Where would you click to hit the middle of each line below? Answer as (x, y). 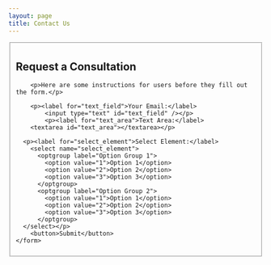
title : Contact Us (39, 23)
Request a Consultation (76, 67)
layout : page (30, 16)
